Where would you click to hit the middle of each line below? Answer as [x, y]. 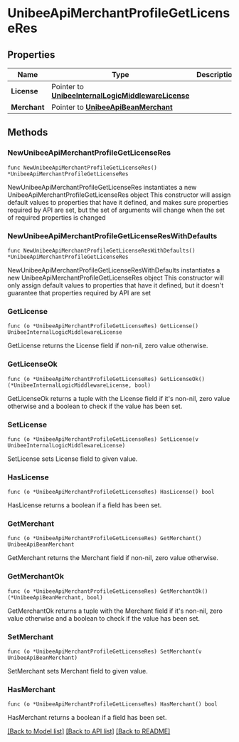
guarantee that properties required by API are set [79, 293]
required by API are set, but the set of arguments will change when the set [116, 210]
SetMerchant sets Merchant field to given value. [78, 671]
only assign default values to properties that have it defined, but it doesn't [116, 285]
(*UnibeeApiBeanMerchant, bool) [55, 597]
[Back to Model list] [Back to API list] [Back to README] [89, 731]
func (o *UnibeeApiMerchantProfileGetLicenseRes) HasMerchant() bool [113, 704]
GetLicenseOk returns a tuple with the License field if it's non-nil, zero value [119, 398]
